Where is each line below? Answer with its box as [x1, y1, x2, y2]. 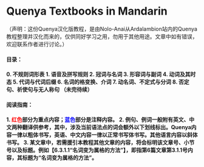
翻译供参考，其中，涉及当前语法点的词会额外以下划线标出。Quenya [22, 124, 191, 131]
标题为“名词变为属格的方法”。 [22, 154, 98, 162]
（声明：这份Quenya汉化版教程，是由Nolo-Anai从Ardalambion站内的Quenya [6, 25, 197, 32]
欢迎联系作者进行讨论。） [6, 40, 68, 48]
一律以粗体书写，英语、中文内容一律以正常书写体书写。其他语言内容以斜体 [11, 131, 198, 138]
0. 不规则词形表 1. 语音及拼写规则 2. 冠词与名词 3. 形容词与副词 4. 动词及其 [6, 71, 191, 78]
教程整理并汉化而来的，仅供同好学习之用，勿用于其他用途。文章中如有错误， [6, 32, 198, 40]
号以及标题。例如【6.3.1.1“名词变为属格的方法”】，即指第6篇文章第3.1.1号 [6, 146, 188, 154]
